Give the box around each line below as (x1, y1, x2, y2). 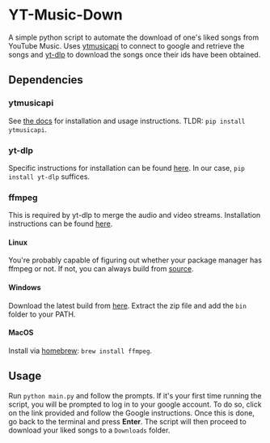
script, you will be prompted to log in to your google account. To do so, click (8, 399, 262, 409)
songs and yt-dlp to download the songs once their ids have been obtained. (8, 49, 261, 59)
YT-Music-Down (8, 6, 123, 24)
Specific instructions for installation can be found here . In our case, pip (8, 163, 245, 173)
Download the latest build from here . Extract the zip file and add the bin (8, 300, 247, 310)
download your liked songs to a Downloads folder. (8, 425, 171, 435)
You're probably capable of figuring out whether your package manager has (8, 255, 263, 265)
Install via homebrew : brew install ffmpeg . (8, 346, 152, 356)
